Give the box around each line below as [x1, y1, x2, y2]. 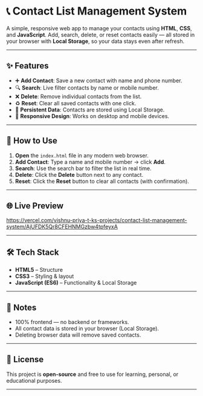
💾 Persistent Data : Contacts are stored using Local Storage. [14, 106, 165, 113]
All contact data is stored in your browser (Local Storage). [14, 325, 159, 332]
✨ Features [6, 61, 49, 71]
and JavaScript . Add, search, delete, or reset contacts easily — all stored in [6, 31, 195, 38]
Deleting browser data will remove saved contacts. [14, 331, 141, 338]
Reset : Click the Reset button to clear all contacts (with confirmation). [14, 177, 189, 185]
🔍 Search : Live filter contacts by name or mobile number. [14, 84, 159, 91]
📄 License [6, 354, 44, 365]
